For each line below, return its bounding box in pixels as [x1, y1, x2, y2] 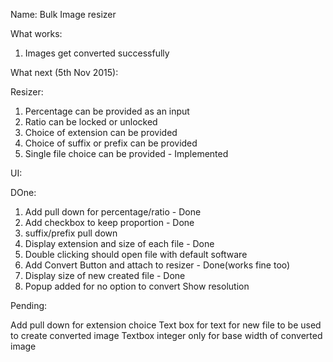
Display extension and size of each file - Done [24, 238, 215, 249]
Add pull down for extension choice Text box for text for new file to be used [10, 319, 322, 331]
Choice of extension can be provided [24, 127, 178, 138]
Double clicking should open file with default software [24, 249, 248, 260]
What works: [10, 28, 63, 39]
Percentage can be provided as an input [24, 105, 190, 117]
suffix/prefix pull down [24, 227, 118, 239]
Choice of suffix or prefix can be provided [24, 137, 198, 149]
